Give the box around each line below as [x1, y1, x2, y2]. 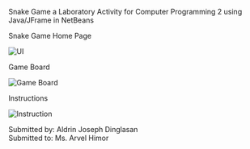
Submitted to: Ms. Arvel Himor [8, 133, 109, 143]
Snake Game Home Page [8, 31, 91, 40]
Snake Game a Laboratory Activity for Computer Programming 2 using [8, 7, 243, 16]
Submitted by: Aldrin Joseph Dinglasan [8, 125, 138, 134]
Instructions [8, 93, 49, 103]
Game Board [8, 62, 50, 72]
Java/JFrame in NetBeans [8, 15, 95, 25]
